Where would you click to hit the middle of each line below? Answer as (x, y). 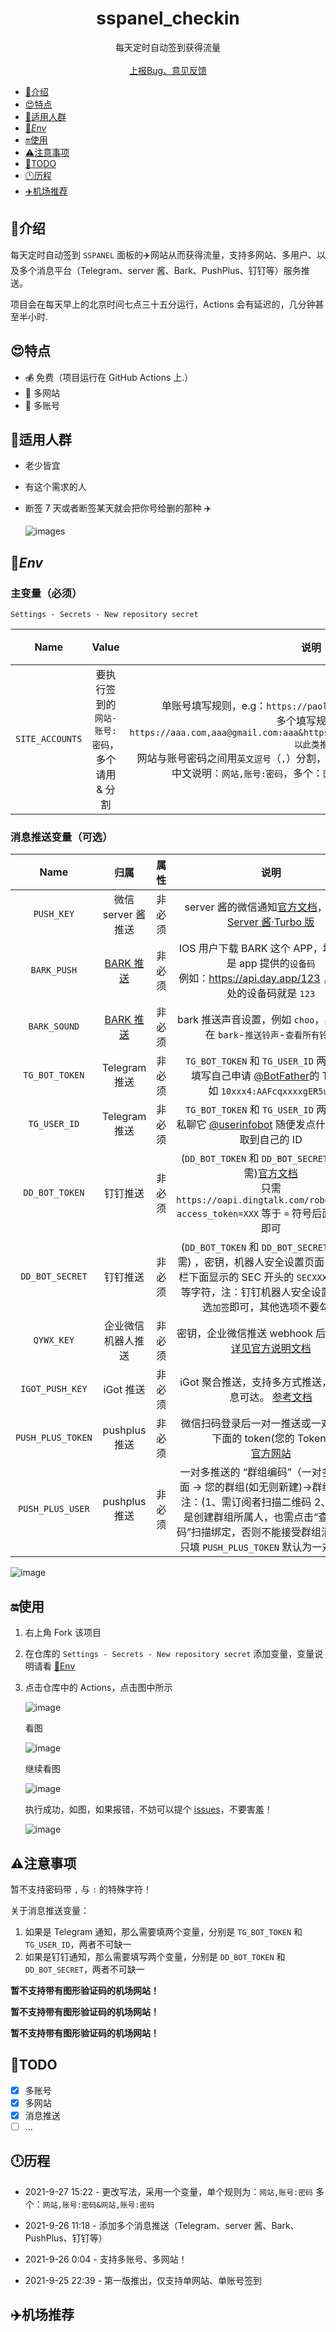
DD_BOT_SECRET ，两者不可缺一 (84, 1969)
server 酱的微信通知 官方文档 (251, 907)
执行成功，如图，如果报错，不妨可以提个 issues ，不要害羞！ (148, 1809)
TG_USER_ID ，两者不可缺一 (78, 1944)
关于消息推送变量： (50, 1910)
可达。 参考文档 (276, 1397)
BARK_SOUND (54, 1026)
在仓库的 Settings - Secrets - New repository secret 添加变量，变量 (169, 1654)
